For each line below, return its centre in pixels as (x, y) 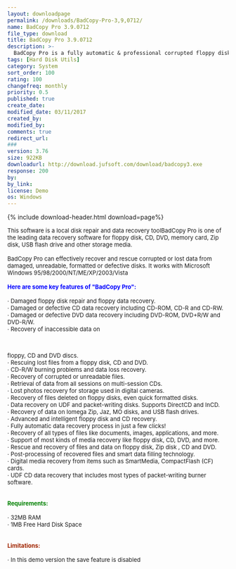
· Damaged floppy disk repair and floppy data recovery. (81, 301)
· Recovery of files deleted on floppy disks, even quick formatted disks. (103, 398)
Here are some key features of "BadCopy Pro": (72, 287)
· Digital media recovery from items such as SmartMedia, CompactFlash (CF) (110, 461)
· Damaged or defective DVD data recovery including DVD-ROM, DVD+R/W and (114, 315)
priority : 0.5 (28, 92)
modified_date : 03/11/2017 (47, 112)
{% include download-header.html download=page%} (86, 217)
